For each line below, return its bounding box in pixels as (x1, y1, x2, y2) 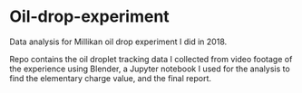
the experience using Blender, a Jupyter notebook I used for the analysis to (9, 63, 290, 74)
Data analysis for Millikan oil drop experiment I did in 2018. (9, 36, 228, 47)
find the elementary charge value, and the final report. (9, 72, 211, 83)
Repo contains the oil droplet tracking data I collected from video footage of (9, 53, 293, 64)
